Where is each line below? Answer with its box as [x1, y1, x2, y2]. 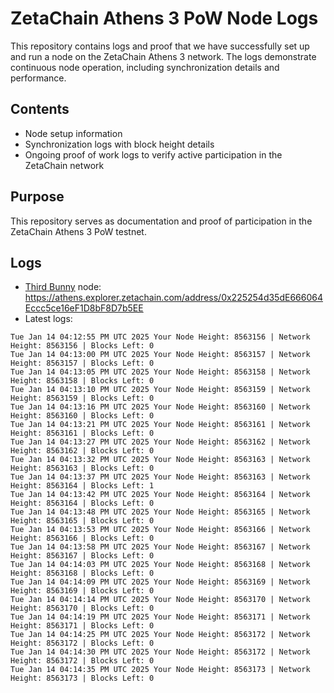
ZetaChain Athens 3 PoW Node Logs [10, 7, 319, 30]
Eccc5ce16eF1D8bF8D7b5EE [24, 302, 144, 314]
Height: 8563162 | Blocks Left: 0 [10, 446, 155, 456]
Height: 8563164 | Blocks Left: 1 [10, 481, 155, 491]
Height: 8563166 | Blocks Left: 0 [10, 533, 155, 544]
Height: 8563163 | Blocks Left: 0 [10, 463, 155, 474]
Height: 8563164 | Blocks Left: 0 [10, 498, 155, 509]
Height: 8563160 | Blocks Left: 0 [10, 411, 155, 421]
